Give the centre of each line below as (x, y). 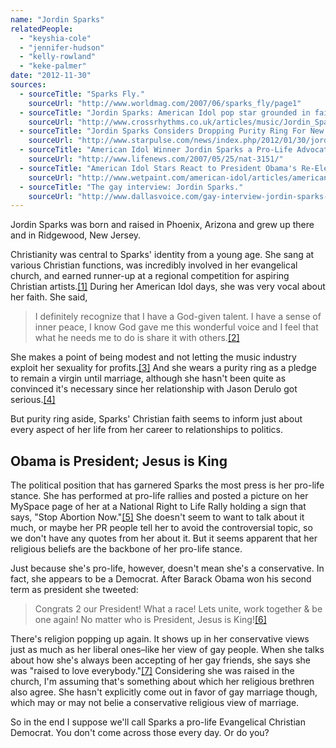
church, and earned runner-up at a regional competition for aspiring (150, 276)
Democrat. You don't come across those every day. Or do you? (140, 733)
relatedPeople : (42, 29)
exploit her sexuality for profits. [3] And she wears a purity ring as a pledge (163, 368)
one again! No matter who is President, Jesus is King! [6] (150, 620)
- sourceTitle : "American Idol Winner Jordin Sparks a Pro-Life (156, 150)
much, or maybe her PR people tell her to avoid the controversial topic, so (161, 528)
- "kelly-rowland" (58, 57)
